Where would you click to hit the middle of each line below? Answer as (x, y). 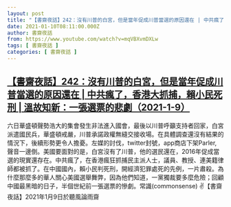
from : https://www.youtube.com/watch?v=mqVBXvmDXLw (82, 39)
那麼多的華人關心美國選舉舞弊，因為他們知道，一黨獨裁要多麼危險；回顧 (121, 177)
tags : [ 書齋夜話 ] (33, 46)
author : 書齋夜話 (30, 33)
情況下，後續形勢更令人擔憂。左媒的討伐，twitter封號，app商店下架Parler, (112, 143)
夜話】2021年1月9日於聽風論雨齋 (53, 197)
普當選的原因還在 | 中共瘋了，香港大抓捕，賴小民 (110, 95)
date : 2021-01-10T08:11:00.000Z (53, 26)
